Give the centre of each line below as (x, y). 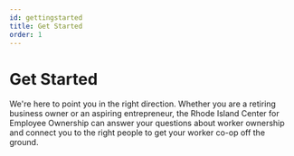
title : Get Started (46, 26)
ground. (24, 142)
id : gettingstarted (46, 18)
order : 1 (26, 34)
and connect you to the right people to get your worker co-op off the (137, 133)
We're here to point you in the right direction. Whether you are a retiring (142, 104)
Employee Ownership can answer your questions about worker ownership (147, 124)
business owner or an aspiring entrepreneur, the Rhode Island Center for (144, 114)
